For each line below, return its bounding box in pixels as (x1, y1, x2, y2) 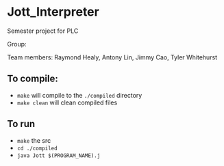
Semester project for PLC (7, 27, 79, 35)
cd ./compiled (16, 145, 58, 152)
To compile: (7, 73, 58, 85)
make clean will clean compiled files (16, 98, 118, 107)
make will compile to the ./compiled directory (16, 91, 142, 99)
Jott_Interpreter (7, 4, 99, 20)
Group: (7, 40, 27, 48)
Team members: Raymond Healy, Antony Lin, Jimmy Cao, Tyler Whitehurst (7, 53, 218, 61)
